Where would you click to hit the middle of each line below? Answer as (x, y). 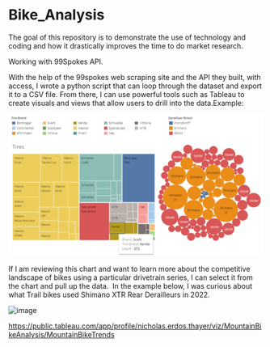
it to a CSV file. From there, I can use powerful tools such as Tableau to (127, 94)
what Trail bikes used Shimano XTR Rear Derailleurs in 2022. (109, 295)
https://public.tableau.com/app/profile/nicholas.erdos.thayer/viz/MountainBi (135, 326)
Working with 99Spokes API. (56, 61)
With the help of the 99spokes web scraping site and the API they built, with (135, 77)
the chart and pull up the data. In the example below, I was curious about (131, 286)
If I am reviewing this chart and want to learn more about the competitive (129, 269)
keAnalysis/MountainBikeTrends (61, 335)
